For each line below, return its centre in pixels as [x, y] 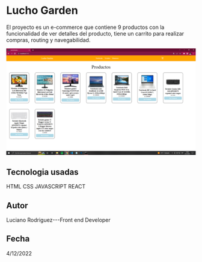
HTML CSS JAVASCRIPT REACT [46, 187]
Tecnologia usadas [43, 172]
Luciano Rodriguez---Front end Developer [59, 220]
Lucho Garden [42, 11]
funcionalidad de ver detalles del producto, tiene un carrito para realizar [95, 33]
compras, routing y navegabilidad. [48, 40]
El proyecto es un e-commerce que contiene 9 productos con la [85, 27]
